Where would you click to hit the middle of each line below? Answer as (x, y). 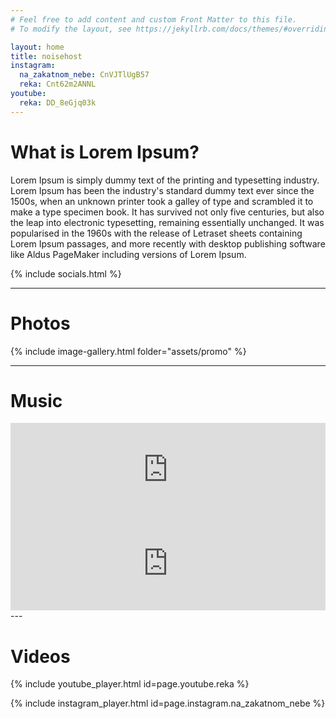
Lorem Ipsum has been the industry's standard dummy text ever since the (162, 190)
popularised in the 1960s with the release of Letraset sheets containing (156, 233)
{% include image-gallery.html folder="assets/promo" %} (128, 351)
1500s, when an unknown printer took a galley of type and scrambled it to (162, 201)
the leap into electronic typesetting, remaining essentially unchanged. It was (167, 222)
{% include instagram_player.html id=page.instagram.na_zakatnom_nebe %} (168, 703)
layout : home (37, 47)
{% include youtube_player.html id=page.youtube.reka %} (130, 684)
